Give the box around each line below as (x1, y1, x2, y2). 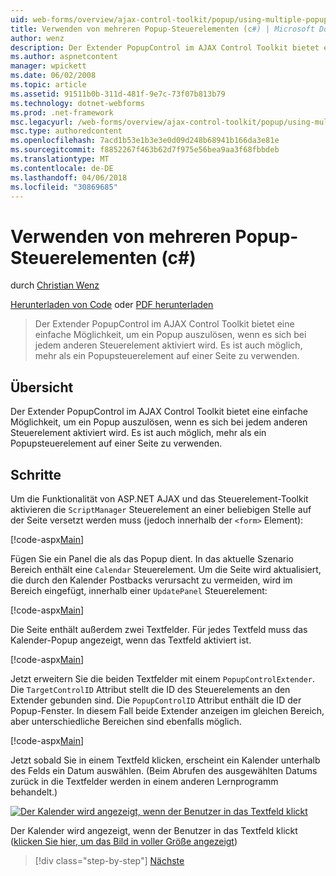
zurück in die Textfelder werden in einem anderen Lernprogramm (10, 775, 279, 787)
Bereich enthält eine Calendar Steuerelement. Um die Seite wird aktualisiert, (10, 563, 322, 575)
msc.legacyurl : (10, 117, 74, 127)
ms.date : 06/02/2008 (10, 71, 97, 81)
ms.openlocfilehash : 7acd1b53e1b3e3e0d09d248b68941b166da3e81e (10, 136, 280, 146)
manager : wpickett (10, 61, 87, 71)
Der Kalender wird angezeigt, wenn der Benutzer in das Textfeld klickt (10, 824, 298, 836)
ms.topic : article (10, 80, 87, 90)
